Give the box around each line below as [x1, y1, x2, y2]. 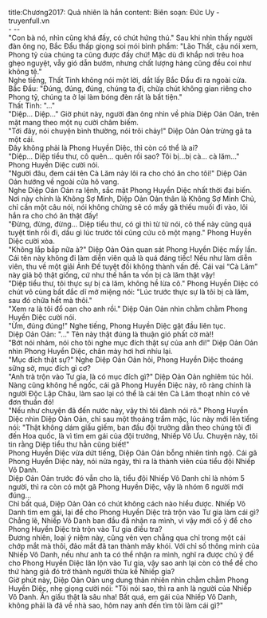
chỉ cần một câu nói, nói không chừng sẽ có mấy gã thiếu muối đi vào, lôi [8, 203, 249, 211]
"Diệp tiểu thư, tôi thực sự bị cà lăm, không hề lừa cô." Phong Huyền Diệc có [8, 279, 259, 288]
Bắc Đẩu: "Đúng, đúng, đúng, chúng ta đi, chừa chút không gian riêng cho [8, 84, 253, 93]
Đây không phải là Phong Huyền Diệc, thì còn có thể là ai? [8, 144, 198, 152]
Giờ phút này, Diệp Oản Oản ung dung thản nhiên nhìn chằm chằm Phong [8, 575, 249, 585]
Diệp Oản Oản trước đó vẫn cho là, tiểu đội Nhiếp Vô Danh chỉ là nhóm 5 [8, 474, 245, 482]
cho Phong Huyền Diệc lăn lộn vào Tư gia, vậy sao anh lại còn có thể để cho [8, 558, 258, 568]
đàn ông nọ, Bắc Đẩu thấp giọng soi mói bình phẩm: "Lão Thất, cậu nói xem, [8, 41, 259, 51]
